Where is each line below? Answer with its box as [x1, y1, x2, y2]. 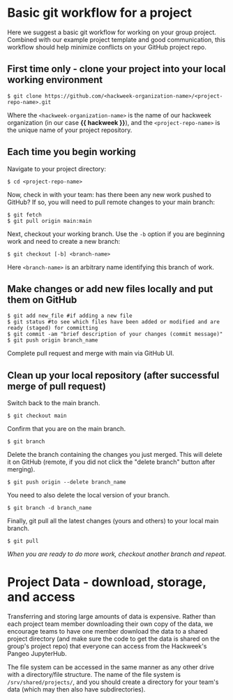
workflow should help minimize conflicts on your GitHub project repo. [7, 43, 207, 51]
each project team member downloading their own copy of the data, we [7, 620, 213, 628]
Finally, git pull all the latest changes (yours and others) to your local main [7, 517, 219, 525]
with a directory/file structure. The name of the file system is [7, 671, 181, 679]
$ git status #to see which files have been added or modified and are [7, 319, 220, 326]
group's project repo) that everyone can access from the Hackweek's [7, 642, 207, 650]
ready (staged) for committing [7, 325, 98, 332]
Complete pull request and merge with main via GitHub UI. [7, 349, 174, 358]
